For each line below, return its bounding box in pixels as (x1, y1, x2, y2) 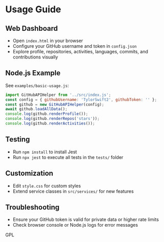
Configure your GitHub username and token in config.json (12, 43, 137, 49)
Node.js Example (5, 69, 60, 77)
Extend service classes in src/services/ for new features (12, 188, 134, 194)
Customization (5, 169, 54, 178)
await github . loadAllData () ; (5, 107, 68, 112)
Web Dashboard (5, 24, 58, 33)
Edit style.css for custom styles (12, 183, 81, 189)
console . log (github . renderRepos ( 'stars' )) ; (5, 116, 100, 122)
